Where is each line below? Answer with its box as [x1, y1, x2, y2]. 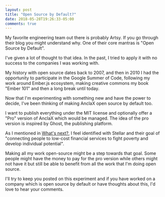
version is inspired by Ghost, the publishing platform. [5, 121, 113, 127]
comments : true [5, 21, 37, 26]
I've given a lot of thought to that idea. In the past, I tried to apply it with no [5, 55, 158, 61]
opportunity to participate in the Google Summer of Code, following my [5, 75, 150, 81]
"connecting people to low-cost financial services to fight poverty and [5, 135, 149, 141]
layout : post [5, 7, 32, 12]
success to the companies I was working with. [5, 60, 100, 66]
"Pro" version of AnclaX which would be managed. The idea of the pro [5, 115, 149, 122]
